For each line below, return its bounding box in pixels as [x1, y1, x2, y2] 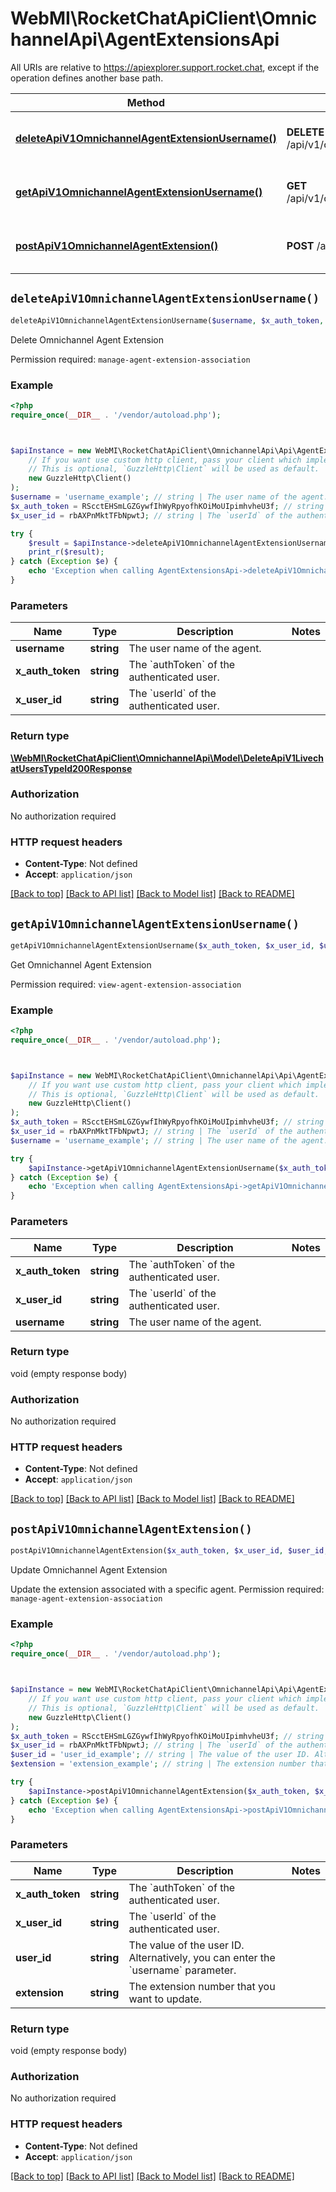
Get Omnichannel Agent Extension [10, 958, 152, 971]
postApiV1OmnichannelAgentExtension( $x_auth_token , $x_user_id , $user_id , [10, 1546, 329, 1556]
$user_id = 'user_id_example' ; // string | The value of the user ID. [10, 1750, 311, 1760]
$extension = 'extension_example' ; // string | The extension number [10, 1759, 307, 1769]
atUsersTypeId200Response [10, 762, 133, 774]
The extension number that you [128, 1979, 276, 1993]
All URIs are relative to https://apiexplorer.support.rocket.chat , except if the [10, 61, 320, 73]
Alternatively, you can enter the [128, 1950, 276, 1964]
